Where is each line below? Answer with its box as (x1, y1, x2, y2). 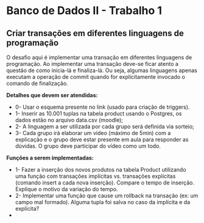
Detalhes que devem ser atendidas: (6, 92, 98, 98)
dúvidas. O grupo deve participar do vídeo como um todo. (15, 142, 161, 150)
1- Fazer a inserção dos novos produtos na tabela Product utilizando (15, 166, 187, 173)
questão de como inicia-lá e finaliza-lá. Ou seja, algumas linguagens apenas (6, 67, 198, 74)
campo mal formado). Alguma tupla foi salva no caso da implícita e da (15, 199, 191, 205)
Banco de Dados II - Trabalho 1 (6, 4, 163, 18)
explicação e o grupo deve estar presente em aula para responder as (15, 136, 189, 143)
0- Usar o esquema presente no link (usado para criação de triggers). (15, 103, 190, 111)
